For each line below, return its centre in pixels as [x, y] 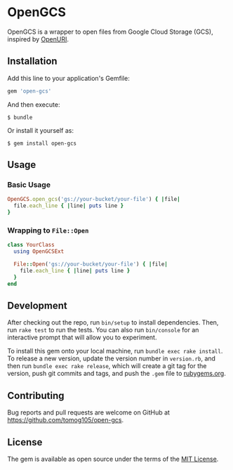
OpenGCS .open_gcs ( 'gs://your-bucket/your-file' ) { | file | [94, 200]
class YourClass [31, 245]
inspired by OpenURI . [38, 39]
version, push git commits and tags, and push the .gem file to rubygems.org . [117, 374]
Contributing [36, 395]
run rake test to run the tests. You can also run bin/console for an [103, 330]
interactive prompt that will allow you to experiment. [82, 337]
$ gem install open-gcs [42, 143]
